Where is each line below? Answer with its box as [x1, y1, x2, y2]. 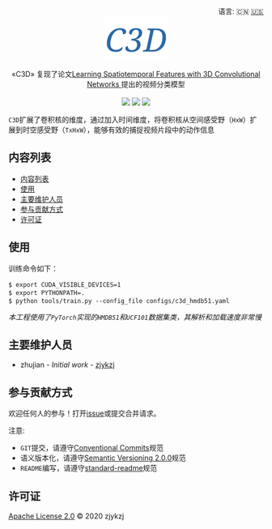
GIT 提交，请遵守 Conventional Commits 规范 [19, 443, 164, 453]
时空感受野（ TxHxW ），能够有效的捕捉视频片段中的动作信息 [22, 125, 215, 134]
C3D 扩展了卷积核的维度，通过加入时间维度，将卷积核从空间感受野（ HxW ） [8, 115, 250, 124]
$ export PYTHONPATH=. [8, 288, 85, 296]
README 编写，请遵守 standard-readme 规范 [19, 463, 158, 473]
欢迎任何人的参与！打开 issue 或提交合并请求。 [8, 408, 161, 418]
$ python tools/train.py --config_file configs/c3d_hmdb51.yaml [8, 296, 230, 305]
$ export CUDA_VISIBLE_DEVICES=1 [8, 280, 121, 288]
